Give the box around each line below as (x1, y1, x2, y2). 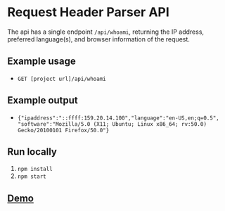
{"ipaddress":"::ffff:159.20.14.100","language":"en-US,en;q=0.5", (17, 114, 219, 122)
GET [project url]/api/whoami (17, 75, 107, 82)
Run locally (7, 146, 58, 158)
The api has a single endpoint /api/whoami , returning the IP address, (7, 27, 205, 36)
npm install (17, 166, 53, 173)
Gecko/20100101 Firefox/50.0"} (17, 127, 110, 134)
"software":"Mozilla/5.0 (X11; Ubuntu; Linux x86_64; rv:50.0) (17, 120, 207, 127)
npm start (17, 173, 47, 180)
